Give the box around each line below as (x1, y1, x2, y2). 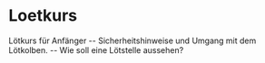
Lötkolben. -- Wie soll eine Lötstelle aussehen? (8, 44, 184, 55)
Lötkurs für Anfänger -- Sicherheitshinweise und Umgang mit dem (8, 35, 257, 46)
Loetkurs (8, 5, 78, 26)
